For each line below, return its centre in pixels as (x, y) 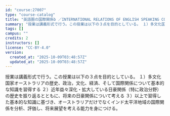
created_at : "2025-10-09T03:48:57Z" (48, 57)
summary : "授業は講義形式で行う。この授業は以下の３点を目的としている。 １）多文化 (83, 24)
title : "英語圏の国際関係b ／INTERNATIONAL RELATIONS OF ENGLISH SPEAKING (82, 19)
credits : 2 (17, 38)
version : (14, 52)
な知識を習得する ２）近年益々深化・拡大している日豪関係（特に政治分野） (83, 90)
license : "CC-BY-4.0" (28, 48)
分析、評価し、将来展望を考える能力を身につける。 (67, 108)
